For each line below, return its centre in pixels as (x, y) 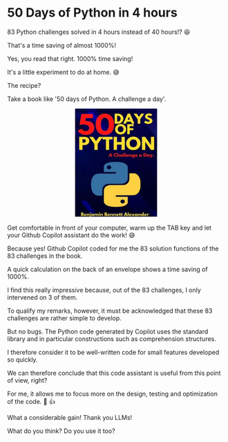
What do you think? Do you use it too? (61, 431)
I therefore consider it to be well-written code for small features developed (113, 352)
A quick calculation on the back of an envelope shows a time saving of (108, 269)
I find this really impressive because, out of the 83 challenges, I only (104, 290)
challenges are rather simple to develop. (65, 318)
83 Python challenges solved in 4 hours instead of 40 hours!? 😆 (99, 32)
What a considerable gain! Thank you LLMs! (70, 417)
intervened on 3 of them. (42, 297)
